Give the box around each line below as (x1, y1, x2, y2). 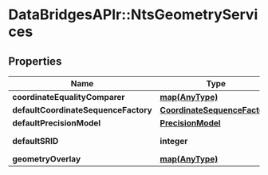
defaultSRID (12, 136, 59, 146)
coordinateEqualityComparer (12, 92, 125, 102)
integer (160, 136, 188, 146)
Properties (8, 54, 62, 68)
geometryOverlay (12, 153, 81, 165)
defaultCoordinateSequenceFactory (12, 105, 153, 115)
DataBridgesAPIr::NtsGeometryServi (8, 6, 258, 24)
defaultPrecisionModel (12, 117, 101, 129)
